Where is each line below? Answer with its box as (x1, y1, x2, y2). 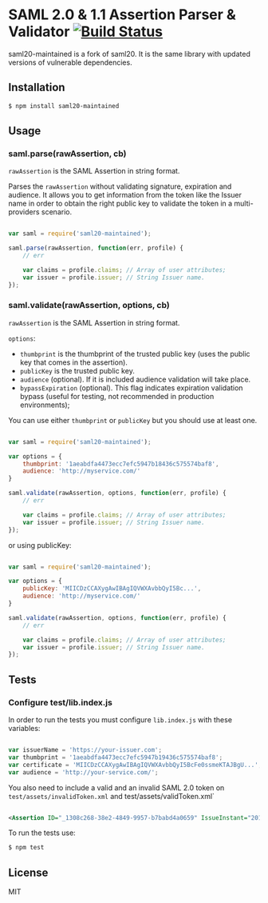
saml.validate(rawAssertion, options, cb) (8, 300, 170, 311)
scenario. (41, 207, 73, 217)
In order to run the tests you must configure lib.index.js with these (8, 715, 233, 725)
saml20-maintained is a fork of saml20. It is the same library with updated (8, 49, 251, 58)
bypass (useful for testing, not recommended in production (19, 391, 215, 401)
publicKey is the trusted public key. (19, 366, 136, 375)
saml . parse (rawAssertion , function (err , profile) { (8, 244, 183, 253)
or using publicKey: (8, 540, 72, 549)
